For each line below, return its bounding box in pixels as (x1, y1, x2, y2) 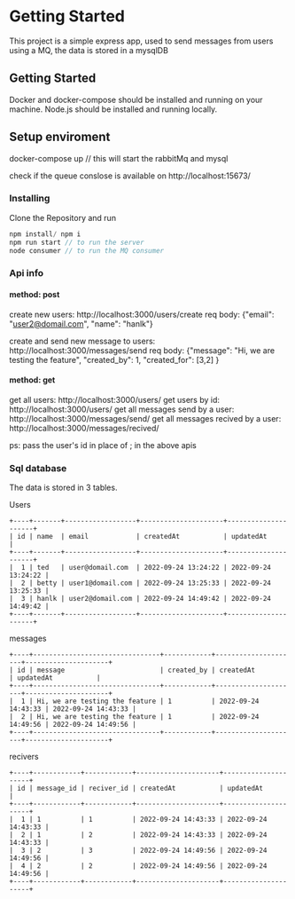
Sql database (9, 461, 67, 474)
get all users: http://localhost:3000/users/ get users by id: (9, 394, 220, 405)
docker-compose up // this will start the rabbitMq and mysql (9, 153, 229, 163)
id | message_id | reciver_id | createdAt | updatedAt (17, 784, 264, 793)
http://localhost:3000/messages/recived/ (9, 422, 159, 433)
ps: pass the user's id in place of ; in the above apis (9, 439, 197, 450)
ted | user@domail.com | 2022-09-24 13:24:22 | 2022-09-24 (36, 564, 272, 572)
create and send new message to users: (9, 335, 156, 346)
